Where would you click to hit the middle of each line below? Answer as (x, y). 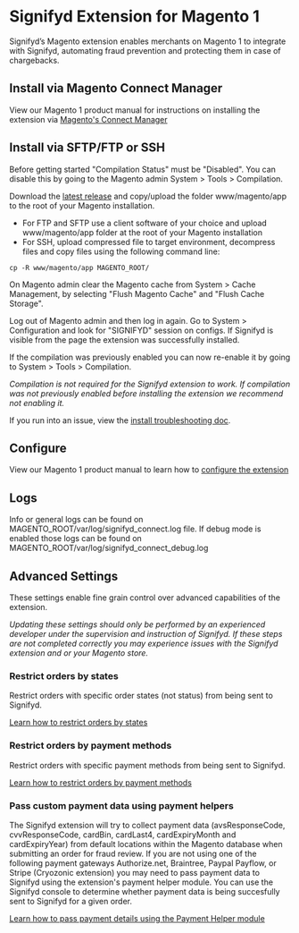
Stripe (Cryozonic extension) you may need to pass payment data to (135, 872)
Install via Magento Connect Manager (116, 88)
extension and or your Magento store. (79, 653)
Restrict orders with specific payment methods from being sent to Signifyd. (147, 765)
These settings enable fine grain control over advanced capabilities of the (145, 598)
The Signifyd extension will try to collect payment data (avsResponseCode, (147, 825)
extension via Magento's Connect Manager (88, 119)
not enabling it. (37, 403)
